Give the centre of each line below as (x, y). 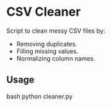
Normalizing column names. (56, 58)
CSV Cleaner (44, 12)
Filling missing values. (47, 51)
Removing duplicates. (47, 44)
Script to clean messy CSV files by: (56, 31)
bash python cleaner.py (40, 96)
